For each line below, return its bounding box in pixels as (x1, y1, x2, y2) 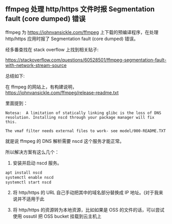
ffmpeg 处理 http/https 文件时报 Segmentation (5, 5, 155, 14)
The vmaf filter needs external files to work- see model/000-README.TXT (5, 128, 166, 134)
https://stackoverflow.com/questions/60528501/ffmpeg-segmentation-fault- (5, 57, 167, 63)
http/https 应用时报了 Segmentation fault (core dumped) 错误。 (5, 35, 139, 42)
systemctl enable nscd (5, 175, 54, 180)
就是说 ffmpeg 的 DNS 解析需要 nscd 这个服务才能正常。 (5, 138, 124, 144)
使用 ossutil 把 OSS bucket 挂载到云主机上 (12, 213, 101, 219)
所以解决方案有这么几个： (5, 148, 59, 155)
